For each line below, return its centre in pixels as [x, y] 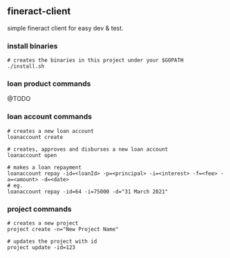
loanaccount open [32, 155]
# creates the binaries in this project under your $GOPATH [96, 61]
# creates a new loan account [51, 131]
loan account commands [49, 117]
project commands [39, 209]
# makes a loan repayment [44, 167]
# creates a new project [43, 223]
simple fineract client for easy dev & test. [66, 28]
